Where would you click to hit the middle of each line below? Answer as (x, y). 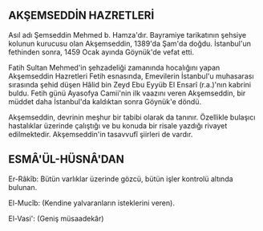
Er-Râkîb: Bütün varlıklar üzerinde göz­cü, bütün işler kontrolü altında (121, 179)
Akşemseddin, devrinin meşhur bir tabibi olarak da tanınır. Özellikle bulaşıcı (132, 117)
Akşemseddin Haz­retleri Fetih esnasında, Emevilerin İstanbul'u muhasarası (131, 76)
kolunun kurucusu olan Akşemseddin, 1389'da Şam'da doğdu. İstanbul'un (129, 43)
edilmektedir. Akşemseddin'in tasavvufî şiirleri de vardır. (101, 134)
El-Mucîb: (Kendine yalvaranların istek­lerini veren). (91, 203)
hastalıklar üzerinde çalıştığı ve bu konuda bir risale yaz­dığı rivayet (118, 125)
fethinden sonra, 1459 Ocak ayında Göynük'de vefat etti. (101, 52)
